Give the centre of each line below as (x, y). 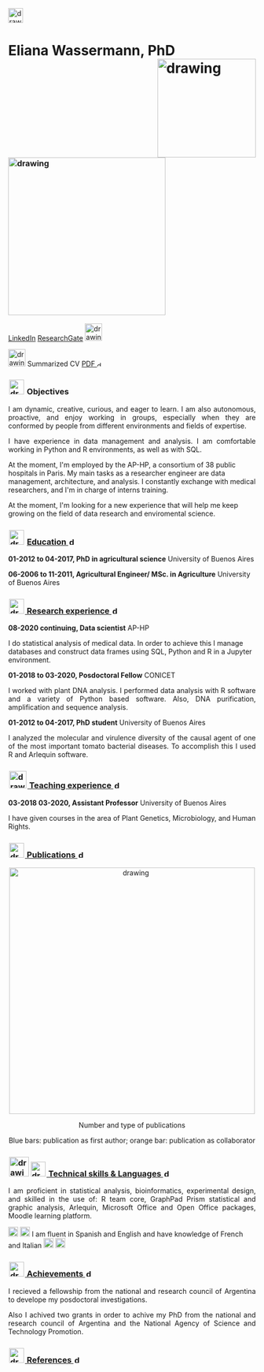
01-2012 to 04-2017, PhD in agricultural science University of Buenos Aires (131, 559)
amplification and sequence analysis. (68, 707)
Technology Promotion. (46, 1331)
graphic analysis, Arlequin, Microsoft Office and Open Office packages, (132, 1208)
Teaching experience (70, 785)
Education (46, 542)
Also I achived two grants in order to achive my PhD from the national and (132, 1314)
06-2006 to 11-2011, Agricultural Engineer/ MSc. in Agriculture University (129, 574)
